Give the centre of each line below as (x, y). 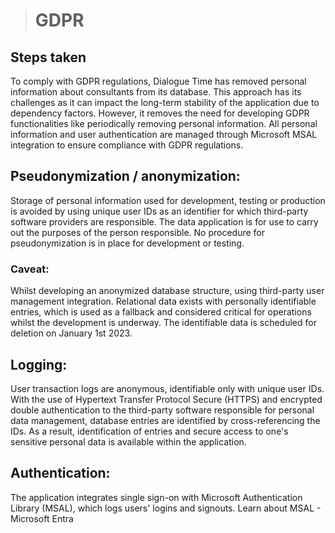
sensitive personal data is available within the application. (128, 441)
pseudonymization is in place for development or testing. (127, 243)
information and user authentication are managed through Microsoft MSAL (164, 134)
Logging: (39, 364)
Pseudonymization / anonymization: (125, 176)
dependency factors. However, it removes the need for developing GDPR (160, 113)
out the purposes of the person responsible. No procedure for (137, 232)
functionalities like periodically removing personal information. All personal (164, 123)
